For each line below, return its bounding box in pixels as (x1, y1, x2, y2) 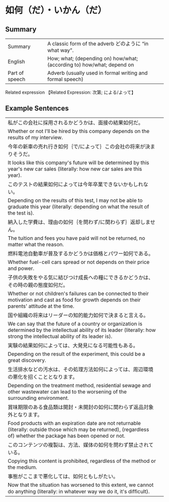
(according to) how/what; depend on (47, 61, 134, 68)
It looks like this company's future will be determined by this (8, 159, 149, 166)
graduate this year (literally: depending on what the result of (8, 203, 149, 210)
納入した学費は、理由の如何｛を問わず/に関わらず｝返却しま (8, 219, 150, 226)
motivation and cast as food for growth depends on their (8, 297, 141, 304)
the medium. (8, 464, 38, 471)
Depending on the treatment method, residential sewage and (8, 382, 151, 389)
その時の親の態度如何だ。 (8, 281, 68, 289)
